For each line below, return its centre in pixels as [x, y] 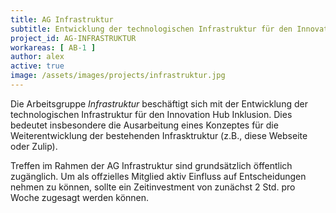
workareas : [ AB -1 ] [53, 47]
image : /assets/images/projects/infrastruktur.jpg [118, 76]
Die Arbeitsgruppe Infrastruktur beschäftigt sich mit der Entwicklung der [159, 103]
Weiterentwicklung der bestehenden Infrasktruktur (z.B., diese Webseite [159, 135]
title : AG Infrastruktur [62, 19]
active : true [37, 66]
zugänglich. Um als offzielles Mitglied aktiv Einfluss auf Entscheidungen [158, 176]
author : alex [37, 57]
